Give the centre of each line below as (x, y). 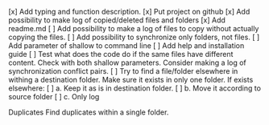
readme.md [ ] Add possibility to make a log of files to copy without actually (134, 28)
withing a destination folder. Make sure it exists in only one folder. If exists (131, 80)
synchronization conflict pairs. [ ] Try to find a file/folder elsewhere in (123, 71)
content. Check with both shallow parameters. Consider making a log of (128, 62)
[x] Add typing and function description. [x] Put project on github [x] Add (129, 12)
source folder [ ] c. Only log (54, 97)
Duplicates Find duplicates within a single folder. (89, 112)
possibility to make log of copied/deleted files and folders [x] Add (117, 20)
